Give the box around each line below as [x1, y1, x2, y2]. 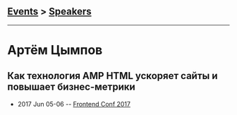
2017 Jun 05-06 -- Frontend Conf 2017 [17, 99, 130, 108]
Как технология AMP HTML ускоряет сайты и [7, 70, 218, 82]
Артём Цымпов [7, 42, 103, 58]
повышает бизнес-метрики [7, 81, 135, 93]
